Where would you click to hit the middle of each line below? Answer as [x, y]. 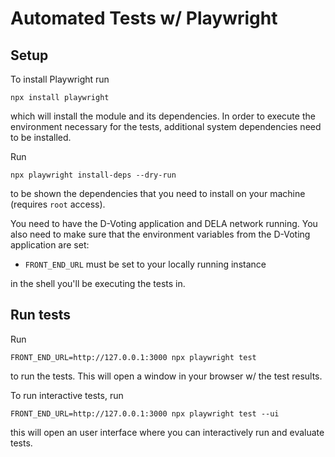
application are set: [50, 245]
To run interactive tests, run [67, 395]
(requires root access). [58, 204]
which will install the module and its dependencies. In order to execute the [163, 116]
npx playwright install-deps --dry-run [93, 175]
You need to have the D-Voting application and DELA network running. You [164, 223]
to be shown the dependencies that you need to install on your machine [158, 193]
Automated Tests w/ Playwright [144, 18]
